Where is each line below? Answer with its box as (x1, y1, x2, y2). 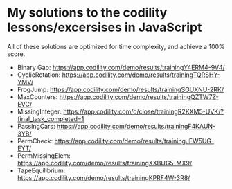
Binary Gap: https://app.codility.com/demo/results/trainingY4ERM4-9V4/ (17, 63, 225, 71)
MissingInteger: (17, 107, 62, 116)
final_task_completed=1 (17, 114, 84, 123)
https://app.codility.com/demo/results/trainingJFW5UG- (54, 136, 215, 145)
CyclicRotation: (17, 71, 61, 79)
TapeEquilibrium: (17, 166, 66, 174)
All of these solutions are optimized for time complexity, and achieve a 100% (7, 42, 225, 51)
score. (7, 50, 26, 58)
